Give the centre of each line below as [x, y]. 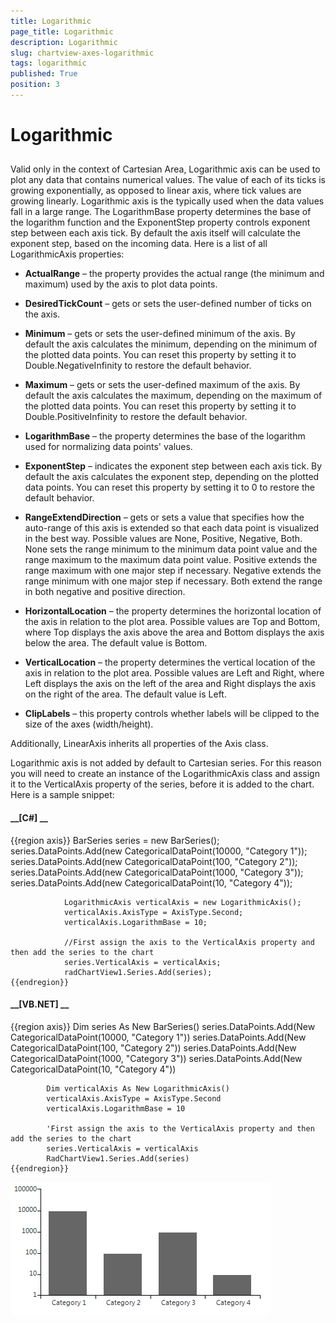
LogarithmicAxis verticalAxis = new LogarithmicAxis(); [182, 902]
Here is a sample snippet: [62, 795]
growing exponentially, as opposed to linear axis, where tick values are [156, 191]
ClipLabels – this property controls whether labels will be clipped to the [172, 714]
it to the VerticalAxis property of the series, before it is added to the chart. [162, 784]
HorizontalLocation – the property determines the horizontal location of [173, 611]
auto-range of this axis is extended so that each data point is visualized [172, 528]
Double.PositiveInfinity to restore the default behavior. [136, 417]
